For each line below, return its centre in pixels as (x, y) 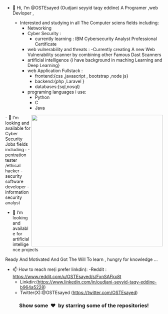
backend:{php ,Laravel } (60, 81)
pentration (16, 155)
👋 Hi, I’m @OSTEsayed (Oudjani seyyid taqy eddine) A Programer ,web (85, 8)
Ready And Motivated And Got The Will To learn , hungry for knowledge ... (81, 259)
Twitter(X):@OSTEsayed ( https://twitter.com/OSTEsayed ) (79, 292)
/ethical (13, 166)
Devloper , (23, 13)
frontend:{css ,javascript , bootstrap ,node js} (81, 76)
